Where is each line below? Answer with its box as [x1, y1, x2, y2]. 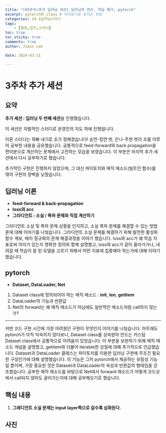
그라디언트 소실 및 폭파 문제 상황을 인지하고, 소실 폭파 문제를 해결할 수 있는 [5, 223, 149, 229]
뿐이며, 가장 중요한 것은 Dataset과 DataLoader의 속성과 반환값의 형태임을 [10, 362, 152, 368]
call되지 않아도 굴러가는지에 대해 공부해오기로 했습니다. [14, 375, 121, 381]
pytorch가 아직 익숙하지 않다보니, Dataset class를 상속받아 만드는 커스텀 [5, 332, 146, 338]
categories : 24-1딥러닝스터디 [5, 16, 61, 21]
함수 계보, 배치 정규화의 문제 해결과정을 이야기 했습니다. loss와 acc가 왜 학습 [5, 236, 152, 241]
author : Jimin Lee [5, 44, 43, 49]
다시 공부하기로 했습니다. [18, 155, 66, 160]
